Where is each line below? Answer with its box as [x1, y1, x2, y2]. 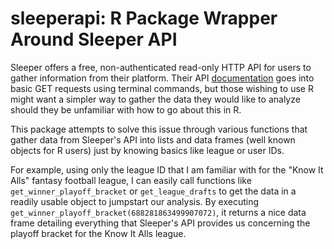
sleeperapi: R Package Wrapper [10, 7, 278, 30]
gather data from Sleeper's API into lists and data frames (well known [10, 133, 296, 146]
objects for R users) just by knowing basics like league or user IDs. [10, 144, 285, 156]
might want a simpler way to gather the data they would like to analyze [10, 93, 301, 105]
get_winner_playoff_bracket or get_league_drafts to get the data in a [10, 185, 297, 197]
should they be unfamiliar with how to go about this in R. [10, 103, 242, 116]
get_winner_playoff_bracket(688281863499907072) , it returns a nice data [10, 206, 307, 218]
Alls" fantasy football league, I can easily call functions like [10, 174, 252, 186]
